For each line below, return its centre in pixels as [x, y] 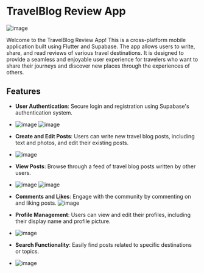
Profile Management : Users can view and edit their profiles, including [103, 214]
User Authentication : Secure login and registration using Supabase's [102, 106]
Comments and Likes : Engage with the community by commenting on [103, 196]
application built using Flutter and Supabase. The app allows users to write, [101, 46]
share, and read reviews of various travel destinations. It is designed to [95, 52]
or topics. [27, 251]
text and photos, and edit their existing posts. [72, 143]
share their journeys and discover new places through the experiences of [98, 66]
